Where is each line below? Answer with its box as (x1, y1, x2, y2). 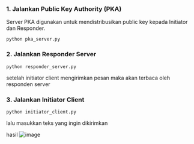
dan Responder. (6, 24, 46, 32)
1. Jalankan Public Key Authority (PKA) (6, 5, 122, 13)
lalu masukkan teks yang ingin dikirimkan (6, 119, 108, 127)
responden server (6, 80, 50, 88)
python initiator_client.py (6, 109, 77, 115)
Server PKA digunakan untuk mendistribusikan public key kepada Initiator (6, 19, 188, 26)
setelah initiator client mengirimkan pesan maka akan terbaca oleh (6, 74, 171, 81)
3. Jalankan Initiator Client (6, 95, 85, 103)
